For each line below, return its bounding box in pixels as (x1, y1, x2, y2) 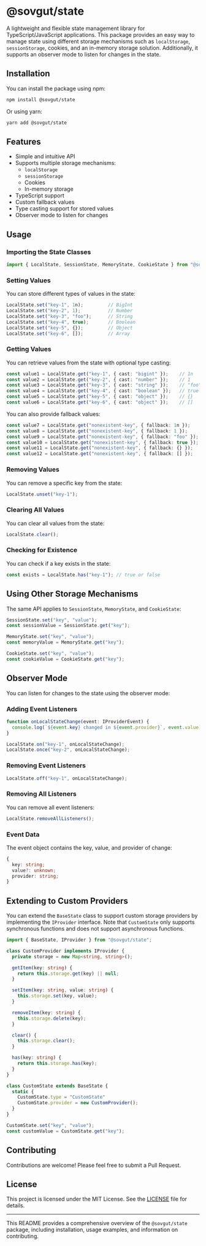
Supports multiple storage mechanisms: (15, 160, 116, 167)
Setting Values (6, 276, 51, 285)
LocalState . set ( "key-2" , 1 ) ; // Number (6, 308, 133, 314)
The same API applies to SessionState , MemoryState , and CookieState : (6, 605, 181, 612)
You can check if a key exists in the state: (6, 560, 111, 567)
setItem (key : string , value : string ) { (12, 987, 114, 993)
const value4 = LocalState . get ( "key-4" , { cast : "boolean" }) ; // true (6, 388, 199, 394)
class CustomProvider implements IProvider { (6, 948, 124, 954)
